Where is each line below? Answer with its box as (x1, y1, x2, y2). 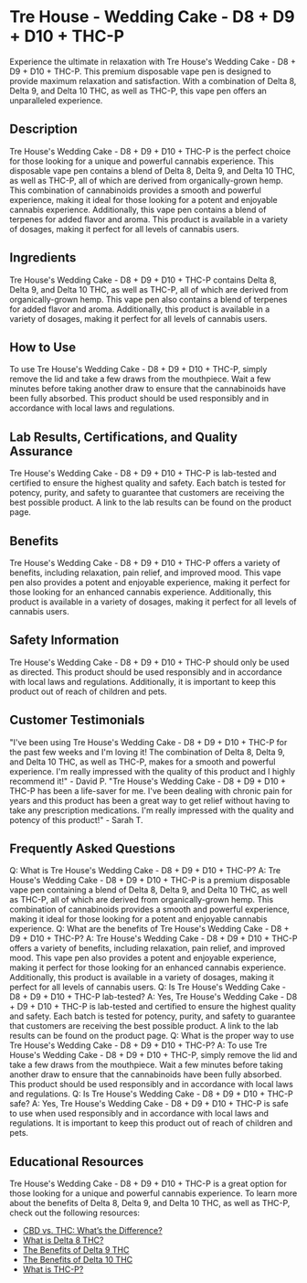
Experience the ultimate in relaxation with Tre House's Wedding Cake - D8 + (9, 56, 297, 67)
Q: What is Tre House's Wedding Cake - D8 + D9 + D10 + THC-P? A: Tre (9, 865, 281, 876)
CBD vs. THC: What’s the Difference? (22, 1225, 163, 1236)
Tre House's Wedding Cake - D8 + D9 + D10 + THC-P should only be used (9, 657, 290, 668)
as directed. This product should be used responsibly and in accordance (9, 666, 282, 678)
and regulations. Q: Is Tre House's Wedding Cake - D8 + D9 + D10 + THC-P (9, 1088, 294, 1099)
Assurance (9, 444, 73, 459)
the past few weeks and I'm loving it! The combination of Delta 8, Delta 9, (9, 746, 285, 757)
